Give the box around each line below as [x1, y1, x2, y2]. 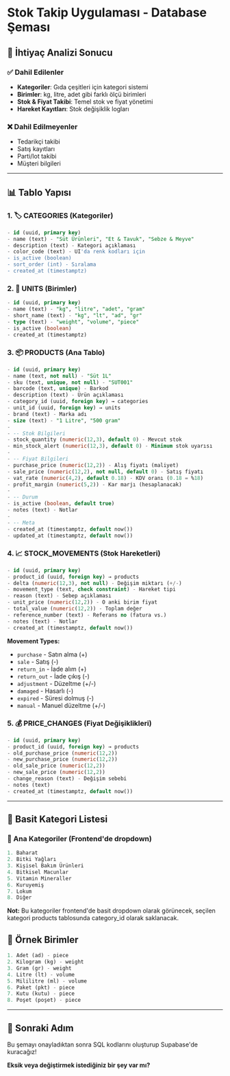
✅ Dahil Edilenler [7, 67, 64, 77]
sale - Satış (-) [16, 657, 59, 665]
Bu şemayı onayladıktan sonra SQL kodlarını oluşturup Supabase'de [7, 1040, 199, 1049]
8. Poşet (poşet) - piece [7, 997, 81, 1004]
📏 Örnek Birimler [7, 934, 79, 946]
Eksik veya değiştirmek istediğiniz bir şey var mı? [7, 1061, 151, 1069]
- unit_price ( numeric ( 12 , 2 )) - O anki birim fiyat [7, 599, 157, 606]
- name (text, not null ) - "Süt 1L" [7, 372, 112, 379]
